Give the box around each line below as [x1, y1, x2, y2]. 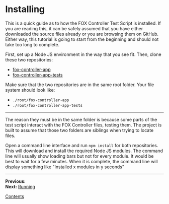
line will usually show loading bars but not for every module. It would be [5, 153, 154, 159]
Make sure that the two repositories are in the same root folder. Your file [5, 82, 154, 88]
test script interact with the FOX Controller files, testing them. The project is [5, 122, 162, 128]
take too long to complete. [5, 41, 59, 47]
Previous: [5, 178, 26, 184]
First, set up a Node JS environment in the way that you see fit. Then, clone [5, 51, 162, 57]
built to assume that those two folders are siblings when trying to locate [5, 127, 154, 133]
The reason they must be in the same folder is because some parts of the [5, 116, 157, 122]
